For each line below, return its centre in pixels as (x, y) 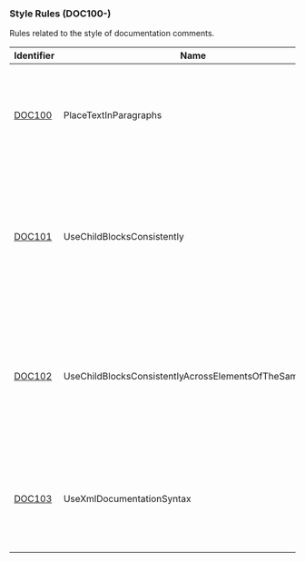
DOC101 (33, 237)
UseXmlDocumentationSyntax (127, 499)
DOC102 (33, 377)
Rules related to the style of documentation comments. (112, 34)
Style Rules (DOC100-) (60, 14)
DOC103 (33, 499)
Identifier (34, 55)
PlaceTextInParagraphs (113, 115)
